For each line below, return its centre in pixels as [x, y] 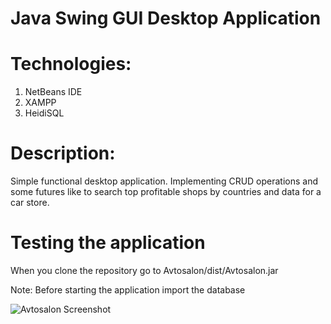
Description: [63, 153]
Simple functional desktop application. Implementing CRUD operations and [164, 181]
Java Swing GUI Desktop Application [166, 18]
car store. [30, 203]
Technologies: [71, 64]
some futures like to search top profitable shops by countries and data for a [166, 192]
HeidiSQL [44, 113]
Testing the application [108, 243]
